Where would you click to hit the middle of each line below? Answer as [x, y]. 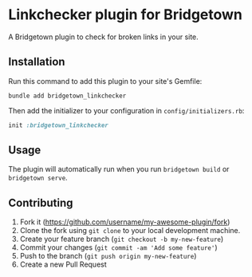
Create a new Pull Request [63, 264]
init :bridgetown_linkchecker [59, 125]
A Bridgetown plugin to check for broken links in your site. [104, 37]
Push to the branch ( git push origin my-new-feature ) [108, 256]
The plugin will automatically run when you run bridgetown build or [119, 169]
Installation [37, 62]
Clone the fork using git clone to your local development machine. [130, 231]
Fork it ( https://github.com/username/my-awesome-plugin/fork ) [125, 222]
